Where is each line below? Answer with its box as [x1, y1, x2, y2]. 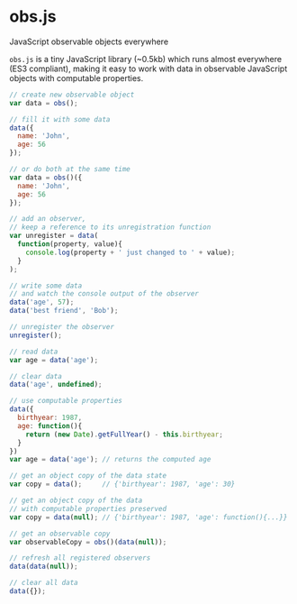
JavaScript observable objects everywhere [9, 36, 169, 47]
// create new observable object [9, 90, 135, 99]
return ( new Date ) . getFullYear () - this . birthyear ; [25, 430, 223, 439]
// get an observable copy [9, 529, 111, 538]
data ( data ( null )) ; [9, 562, 78, 572]
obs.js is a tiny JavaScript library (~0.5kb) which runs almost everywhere [9, 53, 282, 64]
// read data [9, 347, 58, 356]
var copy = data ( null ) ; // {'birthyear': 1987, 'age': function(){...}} [9, 512, 288, 522]
